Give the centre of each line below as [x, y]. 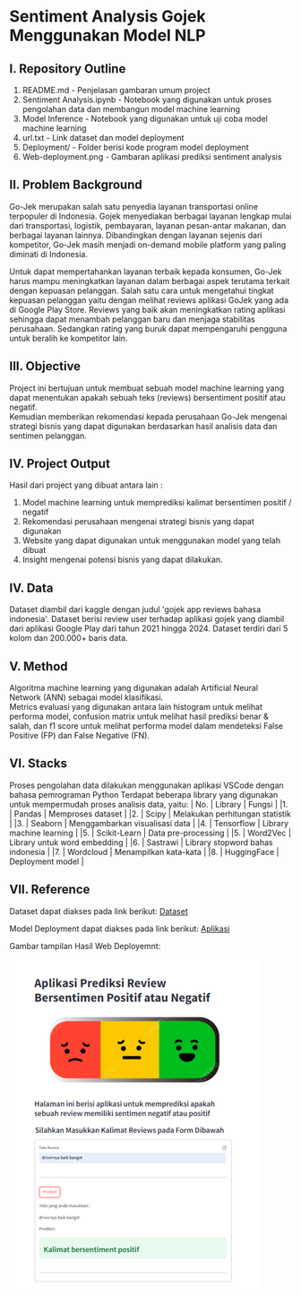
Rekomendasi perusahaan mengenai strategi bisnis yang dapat [138, 522]
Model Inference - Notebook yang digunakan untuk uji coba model [145, 119]
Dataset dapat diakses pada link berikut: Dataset [99, 911]
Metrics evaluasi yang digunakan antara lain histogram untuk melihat [136, 707]
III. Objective [45, 366]
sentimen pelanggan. [48, 436]
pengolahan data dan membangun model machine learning [131, 109]
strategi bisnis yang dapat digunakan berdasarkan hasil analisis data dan [143, 426]
